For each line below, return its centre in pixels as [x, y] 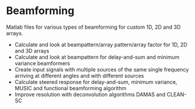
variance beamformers [42, 63]
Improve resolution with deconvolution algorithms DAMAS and [90, 94]
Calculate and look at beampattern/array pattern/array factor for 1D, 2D [101, 45]
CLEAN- [177, 94]
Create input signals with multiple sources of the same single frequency [102, 69]
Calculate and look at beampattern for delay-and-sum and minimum [97, 57]
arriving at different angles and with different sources [79, 76]
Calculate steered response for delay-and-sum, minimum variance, [96, 82]
